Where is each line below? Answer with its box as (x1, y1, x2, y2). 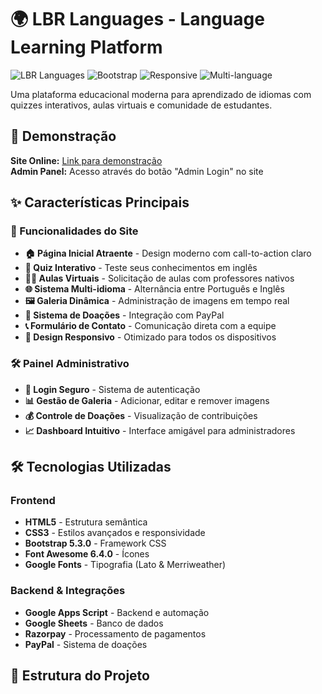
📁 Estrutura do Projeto (10, 667, 150, 685)
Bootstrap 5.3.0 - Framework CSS (24, 537, 167, 550)
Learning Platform (10, 36, 163, 59)
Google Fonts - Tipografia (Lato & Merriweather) (24, 559, 227, 571)
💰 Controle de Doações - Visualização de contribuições (24, 409, 258, 421)
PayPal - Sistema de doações (24, 638, 148, 650)
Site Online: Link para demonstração (10, 154, 163, 166)
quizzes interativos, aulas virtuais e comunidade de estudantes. (10, 99, 273, 111)
